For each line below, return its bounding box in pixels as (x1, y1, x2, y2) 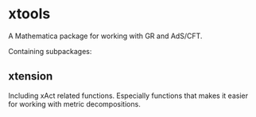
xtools (8, 5, 51, 23)
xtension (8, 69, 53, 84)
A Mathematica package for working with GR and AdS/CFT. (8, 31, 203, 41)
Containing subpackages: (8, 46, 92, 56)
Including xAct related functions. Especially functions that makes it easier (8, 91, 249, 100)
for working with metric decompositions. (8, 99, 141, 108)
